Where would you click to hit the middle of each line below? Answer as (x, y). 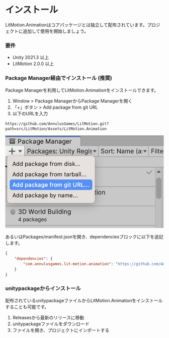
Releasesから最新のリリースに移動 (48, 317)
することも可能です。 (27, 307)
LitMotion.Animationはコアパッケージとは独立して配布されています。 (76, 25)
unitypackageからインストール (43, 288)
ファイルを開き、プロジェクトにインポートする (61, 330)
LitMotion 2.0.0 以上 (33, 64)
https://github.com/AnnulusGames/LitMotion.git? (57, 124)
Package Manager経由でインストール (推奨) (59, 78)
